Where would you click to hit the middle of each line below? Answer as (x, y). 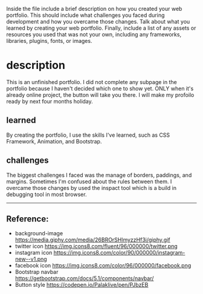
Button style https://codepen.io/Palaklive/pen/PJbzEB (82, 285)
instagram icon (34, 253)
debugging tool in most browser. (47, 194)
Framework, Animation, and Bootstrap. (54, 141)
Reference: (27, 219)
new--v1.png (31, 259)
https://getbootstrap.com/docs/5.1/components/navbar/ (84, 278)
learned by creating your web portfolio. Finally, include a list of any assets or (101, 28)
